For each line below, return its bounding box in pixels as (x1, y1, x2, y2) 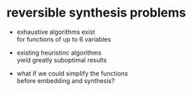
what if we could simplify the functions (16, 69, 128, 77)
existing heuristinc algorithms (16, 48, 102, 57)
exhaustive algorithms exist (16, 28, 95, 36)
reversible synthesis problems (6, 5, 186, 21)
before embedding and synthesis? (16, 76, 115, 84)
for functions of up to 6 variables (16, 35, 111, 43)
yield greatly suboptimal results (16, 55, 107, 64)
